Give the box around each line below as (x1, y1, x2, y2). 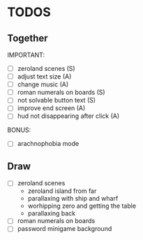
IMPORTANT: (7, 51, 45, 59)
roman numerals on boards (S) (17, 88, 106, 97)
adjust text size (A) (17, 72, 72, 81)
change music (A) (17, 80, 69, 88)
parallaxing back (27, 209, 76, 218)
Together (7, 32, 48, 44)
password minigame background (17, 225, 112, 233)
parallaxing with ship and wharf (27, 194, 119, 203)
